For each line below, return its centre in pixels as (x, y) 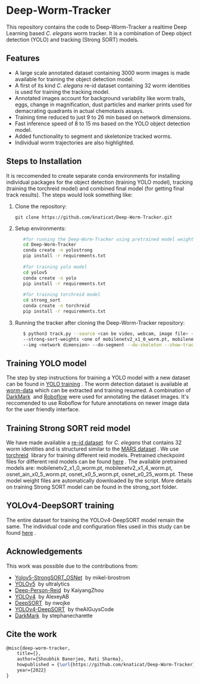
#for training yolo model (55, 267)
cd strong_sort (42, 300)
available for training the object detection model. (74, 79)
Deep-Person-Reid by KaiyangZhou (59, 590)
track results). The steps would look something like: (69, 195)
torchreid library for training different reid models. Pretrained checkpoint (96, 455)
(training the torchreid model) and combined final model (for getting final (95, 188)
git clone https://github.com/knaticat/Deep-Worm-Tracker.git (93, 217)
